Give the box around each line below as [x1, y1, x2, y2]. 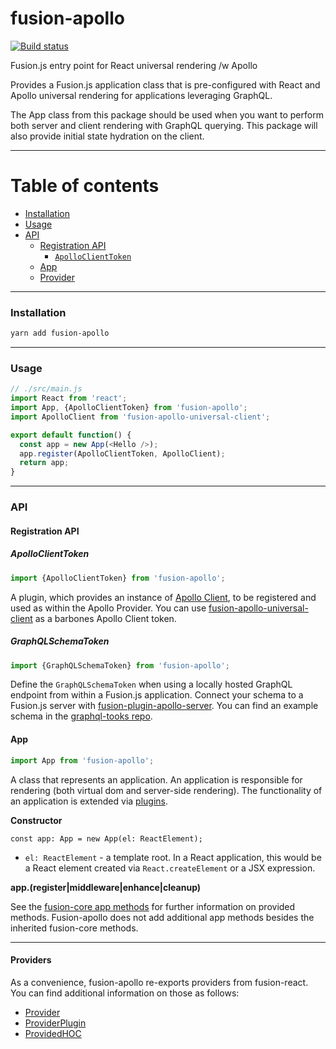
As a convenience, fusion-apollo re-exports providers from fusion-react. [10, 976, 309, 988]
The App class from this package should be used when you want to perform [10, 108, 324, 121]
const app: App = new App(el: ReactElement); [10, 833, 203, 844]
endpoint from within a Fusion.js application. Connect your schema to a [10, 689, 304, 701]
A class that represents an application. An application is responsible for [10, 773, 303, 786]
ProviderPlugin [24, 1017, 87, 1029]
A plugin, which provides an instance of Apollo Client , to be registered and [10, 591, 317, 603]
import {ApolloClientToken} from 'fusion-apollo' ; [10, 573, 226, 583]
